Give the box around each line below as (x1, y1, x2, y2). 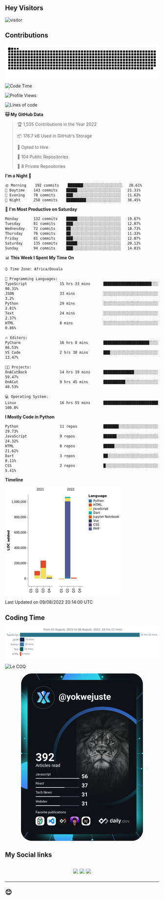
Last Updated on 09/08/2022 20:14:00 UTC (5, 599, 93, 605)
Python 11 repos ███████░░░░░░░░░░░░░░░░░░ (5, 424, 159, 429)
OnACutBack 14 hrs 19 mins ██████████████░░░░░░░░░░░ (5, 370, 159, 375)
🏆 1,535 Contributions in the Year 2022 (17, 121, 97, 127)
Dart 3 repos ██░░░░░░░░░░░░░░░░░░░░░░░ (5, 453, 159, 458)
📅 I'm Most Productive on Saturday (5, 206, 77, 212)
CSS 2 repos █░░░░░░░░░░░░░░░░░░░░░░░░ (5, 463, 159, 468)
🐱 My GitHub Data (5, 111, 44, 117)
